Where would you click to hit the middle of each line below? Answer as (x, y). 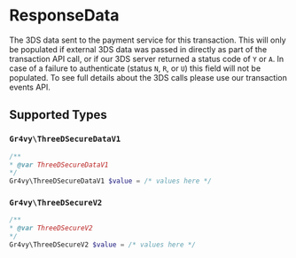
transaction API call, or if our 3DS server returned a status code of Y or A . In (147, 59)
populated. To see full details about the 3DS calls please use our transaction (148, 77)
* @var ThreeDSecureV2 (51, 228)
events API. (30, 87)
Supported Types (58, 115)
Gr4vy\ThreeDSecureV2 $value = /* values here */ (103, 245)
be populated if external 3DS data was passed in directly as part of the (138, 49)
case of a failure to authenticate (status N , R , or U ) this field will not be (135, 68)
